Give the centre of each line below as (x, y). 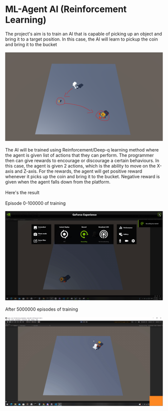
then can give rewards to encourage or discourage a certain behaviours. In (82, 161)
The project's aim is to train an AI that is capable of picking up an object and (84, 34)
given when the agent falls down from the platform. (58, 182)
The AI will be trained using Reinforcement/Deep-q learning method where (82, 150)
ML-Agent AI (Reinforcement (66, 9)
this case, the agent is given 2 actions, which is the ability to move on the (80, 166)
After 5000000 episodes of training (42, 309)
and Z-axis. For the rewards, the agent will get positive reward (78, 171)
